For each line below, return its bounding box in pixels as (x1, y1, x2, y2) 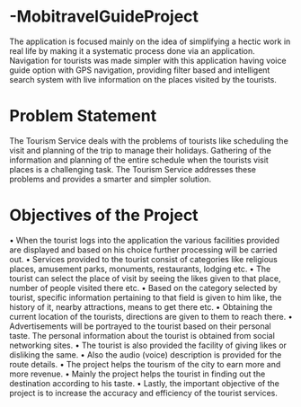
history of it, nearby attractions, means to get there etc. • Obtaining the (9, 301, 273, 312)
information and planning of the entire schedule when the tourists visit (9, 155, 270, 165)
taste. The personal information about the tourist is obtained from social (9, 330, 276, 341)
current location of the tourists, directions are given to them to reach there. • (9, 311, 294, 322)
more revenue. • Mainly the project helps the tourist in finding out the (9, 368, 266, 379)
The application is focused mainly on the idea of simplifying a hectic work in (9, 36, 291, 47)
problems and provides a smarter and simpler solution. (9, 173, 212, 184)
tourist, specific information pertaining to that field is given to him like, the (9, 292, 282, 303)
